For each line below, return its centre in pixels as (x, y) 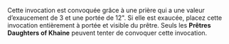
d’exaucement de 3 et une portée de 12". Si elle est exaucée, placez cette (115, 18)
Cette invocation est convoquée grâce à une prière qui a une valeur (106, 10)
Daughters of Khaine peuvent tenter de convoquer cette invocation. (107, 33)
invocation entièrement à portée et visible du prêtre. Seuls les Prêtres (109, 25)
